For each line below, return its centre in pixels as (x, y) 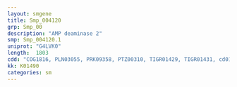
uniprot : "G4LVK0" (34, 46)
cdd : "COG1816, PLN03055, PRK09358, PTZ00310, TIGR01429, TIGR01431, (112, 60)
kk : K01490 (23, 66)
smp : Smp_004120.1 (34, 40)
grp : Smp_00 (25, 27)
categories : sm (30, 72)
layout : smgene (30, 14)
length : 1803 (28, 53)
